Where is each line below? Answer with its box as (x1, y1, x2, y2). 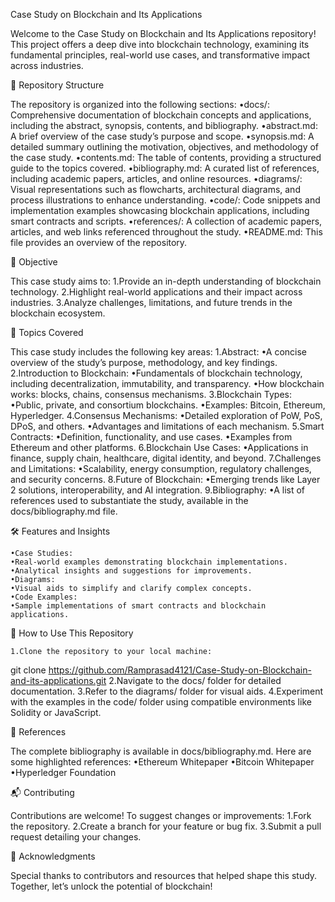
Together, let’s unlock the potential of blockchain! (10, 880, 213, 892)
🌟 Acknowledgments (10, 850, 96, 862)
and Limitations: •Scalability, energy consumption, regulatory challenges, (10, 463, 312, 474)
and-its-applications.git (10, 675, 107, 686)
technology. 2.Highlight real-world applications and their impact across (10, 286, 303, 298)
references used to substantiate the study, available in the (10, 495, 249, 506)
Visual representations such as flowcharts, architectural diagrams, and (10, 184, 301, 195)
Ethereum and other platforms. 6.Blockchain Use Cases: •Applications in (10, 442, 309, 453)
